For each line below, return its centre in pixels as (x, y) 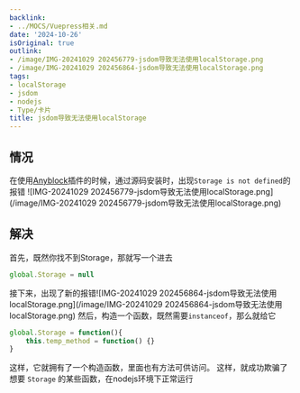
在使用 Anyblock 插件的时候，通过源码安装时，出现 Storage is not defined (146, 180)
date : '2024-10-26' (46, 34)
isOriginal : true (42, 43)
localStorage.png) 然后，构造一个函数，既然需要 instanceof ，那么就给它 (143, 315)
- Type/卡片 (30, 110)
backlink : (28, 18)
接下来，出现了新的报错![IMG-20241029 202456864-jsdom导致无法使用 (143, 293)
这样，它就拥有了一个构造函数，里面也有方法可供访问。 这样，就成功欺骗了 (149, 368)
